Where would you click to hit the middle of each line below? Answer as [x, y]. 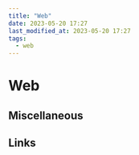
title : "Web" [30, 16]
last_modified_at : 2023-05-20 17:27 [69, 31]
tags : [17, 38]
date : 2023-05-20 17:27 [48, 23]
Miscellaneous [46, 115]
